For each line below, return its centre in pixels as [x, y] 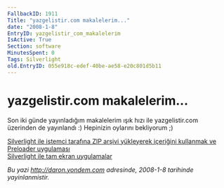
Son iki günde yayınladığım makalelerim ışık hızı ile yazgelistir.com [103, 120]
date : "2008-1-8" [33, 27]
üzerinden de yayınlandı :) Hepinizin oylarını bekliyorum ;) [90, 128]
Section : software [34, 46]
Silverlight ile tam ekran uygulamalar [60, 156]
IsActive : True [29, 40]
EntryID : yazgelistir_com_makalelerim [64, 33]
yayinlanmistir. [28, 177]
